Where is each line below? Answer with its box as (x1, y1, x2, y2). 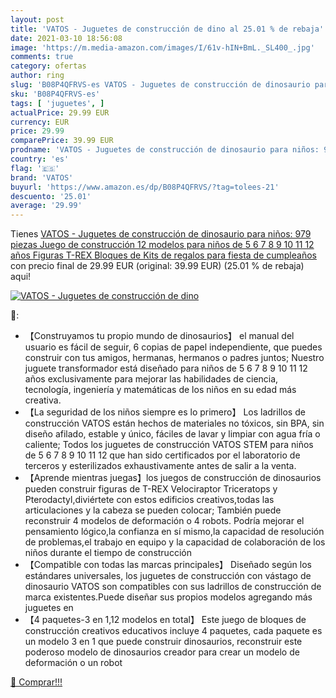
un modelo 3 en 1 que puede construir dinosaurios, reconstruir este (24, 636, 303, 648)
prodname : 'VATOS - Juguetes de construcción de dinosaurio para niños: (10, 145, 320, 155)
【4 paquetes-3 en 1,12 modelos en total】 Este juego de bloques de (24, 614, 307, 626)
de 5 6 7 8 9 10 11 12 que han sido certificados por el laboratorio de (24, 449, 301, 461)
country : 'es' (10, 154, 70, 164)
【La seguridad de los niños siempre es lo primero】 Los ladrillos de (24, 406, 306, 418)
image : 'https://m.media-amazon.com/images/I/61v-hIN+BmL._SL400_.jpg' (10, 42, 315, 53)
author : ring (10, 71, 65, 81)
